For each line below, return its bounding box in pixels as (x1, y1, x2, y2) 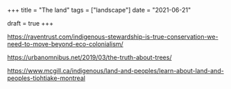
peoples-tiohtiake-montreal (7, 74, 85, 82)
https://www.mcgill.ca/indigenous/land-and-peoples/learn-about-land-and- (7, 67, 224, 75)
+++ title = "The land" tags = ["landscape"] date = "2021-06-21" (7, 6, 191, 14)
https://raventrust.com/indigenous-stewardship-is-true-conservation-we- (7, 32, 219, 41)
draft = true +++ (7, 19, 54, 27)
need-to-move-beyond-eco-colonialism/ (7, 40, 123, 48)
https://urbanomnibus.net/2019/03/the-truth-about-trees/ (7, 53, 172, 61)
